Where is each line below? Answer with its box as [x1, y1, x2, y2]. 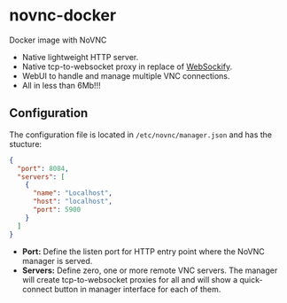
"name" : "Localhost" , [32, 189, 113, 198]
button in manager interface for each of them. [54, 284, 221, 294]
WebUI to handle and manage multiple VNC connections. [21, 70, 230, 81]
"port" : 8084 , [17, 164, 69, 173]
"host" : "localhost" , [32, 197, 113, 206]
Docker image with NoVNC [9, 35, 107, 45]
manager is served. [21, 255, 93, 266]
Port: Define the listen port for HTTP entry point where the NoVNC [21, 245, 266, 257]
